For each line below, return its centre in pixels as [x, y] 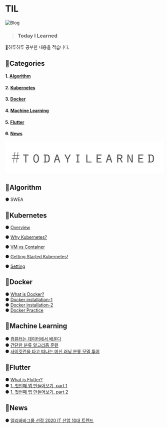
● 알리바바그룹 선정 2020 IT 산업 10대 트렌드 [49, 420]
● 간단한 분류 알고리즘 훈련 [32, 345]
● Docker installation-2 [29, 305]
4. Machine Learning [27, 111]
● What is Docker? [25, 294]
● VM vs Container [25, 247]
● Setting [15, 266]
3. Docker [15, 99]
